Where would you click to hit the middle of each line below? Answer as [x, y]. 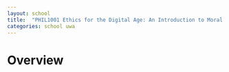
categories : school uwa [41, 26]
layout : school [29, 13]
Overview [35, 60]
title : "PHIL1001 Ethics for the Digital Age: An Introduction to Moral [115, 20]
